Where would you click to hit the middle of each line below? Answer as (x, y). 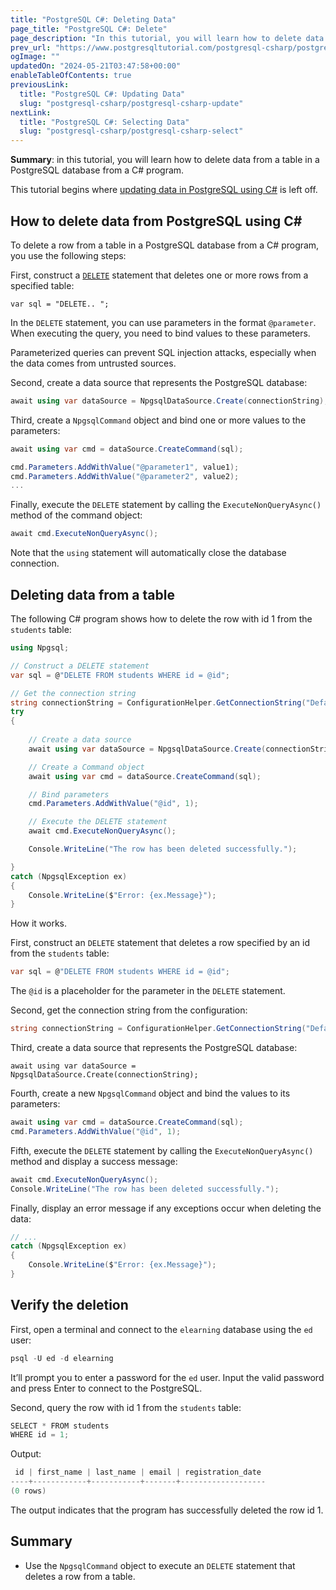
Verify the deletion (69, 1305)
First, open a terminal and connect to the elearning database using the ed (161, 1329)
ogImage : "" (35, 57)
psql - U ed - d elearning (62, 1358)
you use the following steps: (68, 255)
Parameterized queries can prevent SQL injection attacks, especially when (163, 352)
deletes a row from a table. (80, 1576)
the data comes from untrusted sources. (93, 363)
